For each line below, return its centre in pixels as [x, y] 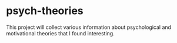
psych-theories [45, 11]
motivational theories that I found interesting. [60, 33]
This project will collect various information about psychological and [89, 27]
